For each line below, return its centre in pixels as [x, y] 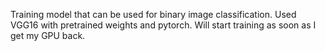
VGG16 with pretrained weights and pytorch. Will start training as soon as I [163, 25]
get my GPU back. [48, 35]
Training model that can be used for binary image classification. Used [153, 14]
